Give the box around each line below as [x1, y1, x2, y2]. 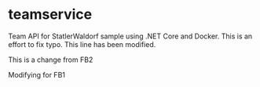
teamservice [8, 5, 93, 24]
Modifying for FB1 [8, 70, 65, 79]
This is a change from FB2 [8, 55, 93, 64]
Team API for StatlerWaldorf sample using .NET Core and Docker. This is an [8, 31, 253, 41]
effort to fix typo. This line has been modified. [8, 39, 156, 49]
